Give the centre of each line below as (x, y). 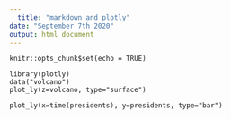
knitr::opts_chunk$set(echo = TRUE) (78, 59)
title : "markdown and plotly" (74, 17)
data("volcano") (40, 82)
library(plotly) (40, 74)
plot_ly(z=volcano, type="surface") (78, 90)
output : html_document (52, 34)
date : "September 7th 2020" (62, 26)
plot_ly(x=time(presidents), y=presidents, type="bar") (116, 106)
